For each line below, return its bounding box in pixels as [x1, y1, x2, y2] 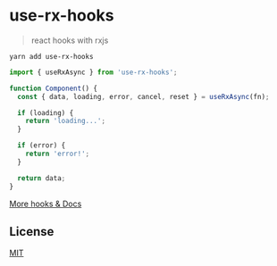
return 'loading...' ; [25, 117, 105, 126]
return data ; [17, 173, 66, 183]
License [9, 224, 55, 239]
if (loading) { [17, 108, 74, 117]
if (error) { [17, 141, 66, 150]
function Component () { [9, 84, 98, 93]
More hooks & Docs [9, 198, 82, 209]
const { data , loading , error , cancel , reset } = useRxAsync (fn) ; [17, 92, 270, 101]
